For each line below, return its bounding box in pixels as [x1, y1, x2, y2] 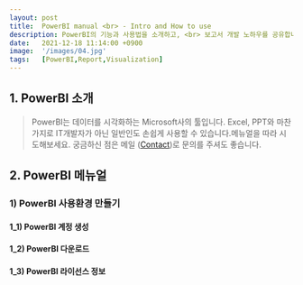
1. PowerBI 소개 [9, 91, 94, 106]
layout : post [9, 13, 59, 23]
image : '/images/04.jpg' [9, 47, 106, 56]
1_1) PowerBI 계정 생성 [9, 221, 89, 232]
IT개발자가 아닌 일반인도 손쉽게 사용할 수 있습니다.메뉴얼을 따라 [55, 127, 278, 138]
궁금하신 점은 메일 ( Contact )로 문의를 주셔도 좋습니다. [72, 139, 262, 150]
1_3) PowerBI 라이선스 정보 [9, 265, 106, 276]
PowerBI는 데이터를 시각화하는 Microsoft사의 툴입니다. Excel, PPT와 [31, 116, 275, 127]
